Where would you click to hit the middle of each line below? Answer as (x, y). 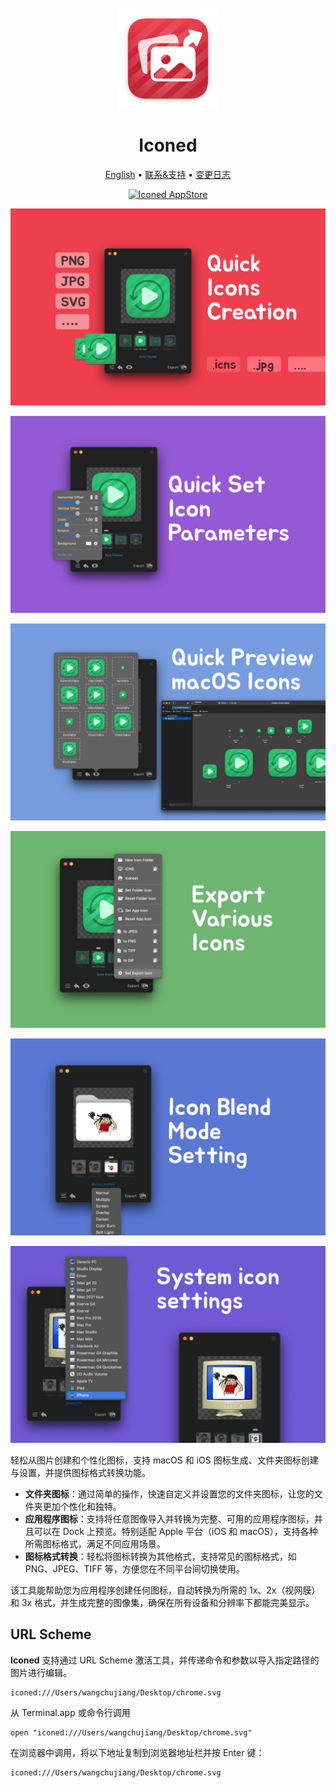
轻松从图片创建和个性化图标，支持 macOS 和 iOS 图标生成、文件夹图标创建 (164, 1460)
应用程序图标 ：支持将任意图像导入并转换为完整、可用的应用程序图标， (169, 1518)
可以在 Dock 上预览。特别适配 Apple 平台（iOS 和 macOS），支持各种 (175, 1531)
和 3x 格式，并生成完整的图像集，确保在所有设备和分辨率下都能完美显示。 (162, 1602)
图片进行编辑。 (41, 1672)
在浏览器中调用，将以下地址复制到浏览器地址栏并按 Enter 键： (137, 1752)
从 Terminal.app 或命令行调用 (70, 1712)
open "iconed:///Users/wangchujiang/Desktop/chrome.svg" (131, 1732)
